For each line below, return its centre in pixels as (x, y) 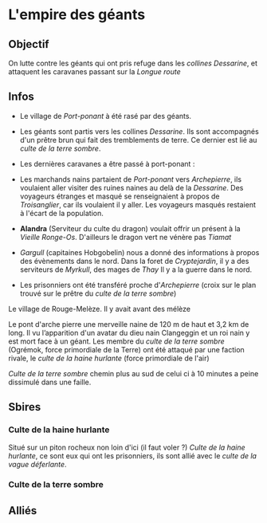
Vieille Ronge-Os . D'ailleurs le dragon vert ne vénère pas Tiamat (126, 237)
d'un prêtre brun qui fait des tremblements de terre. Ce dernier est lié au (138, 140)
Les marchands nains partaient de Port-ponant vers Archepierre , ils (130, 179)
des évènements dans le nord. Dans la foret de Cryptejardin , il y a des (134, 261)
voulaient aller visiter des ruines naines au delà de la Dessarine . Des (132, 187)
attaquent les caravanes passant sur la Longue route (94, 72)
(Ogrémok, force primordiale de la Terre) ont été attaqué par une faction (126, 349)
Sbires (25, 407)
